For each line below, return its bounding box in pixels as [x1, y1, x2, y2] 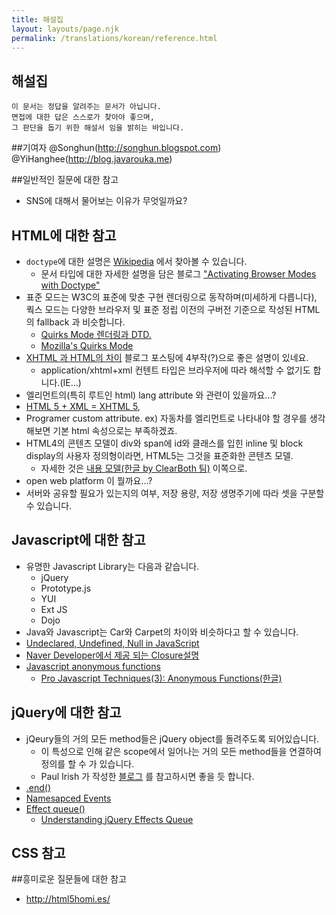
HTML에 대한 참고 [11, 227, 117, 244]
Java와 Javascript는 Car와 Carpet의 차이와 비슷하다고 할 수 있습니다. [25, 626, 299, 638]
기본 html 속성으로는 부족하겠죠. [52, 425, 178, 436]
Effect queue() [25, 802, 86, 815]
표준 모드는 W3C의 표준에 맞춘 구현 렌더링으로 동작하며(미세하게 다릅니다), [25, 291, 318, 303]
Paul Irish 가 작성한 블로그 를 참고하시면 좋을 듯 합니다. [40, 770, 255, 782]
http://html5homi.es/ [25, 893, 111, 905]
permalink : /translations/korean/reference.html [11, 33, 218, 43]
